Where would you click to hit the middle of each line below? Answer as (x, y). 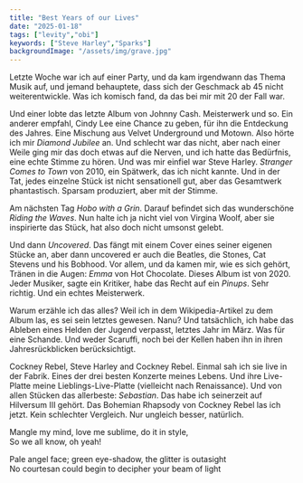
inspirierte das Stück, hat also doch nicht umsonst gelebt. (117, 228)
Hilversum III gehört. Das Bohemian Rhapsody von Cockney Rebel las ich (145, 405)
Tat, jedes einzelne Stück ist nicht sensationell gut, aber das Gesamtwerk (146, 181)
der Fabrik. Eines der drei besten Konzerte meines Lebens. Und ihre (136, 376)
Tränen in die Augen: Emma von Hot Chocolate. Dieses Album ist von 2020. (150, 274)
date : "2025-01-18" (46, 26)
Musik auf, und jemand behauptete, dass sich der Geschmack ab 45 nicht (147, 87)
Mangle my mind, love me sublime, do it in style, (99, 432)
